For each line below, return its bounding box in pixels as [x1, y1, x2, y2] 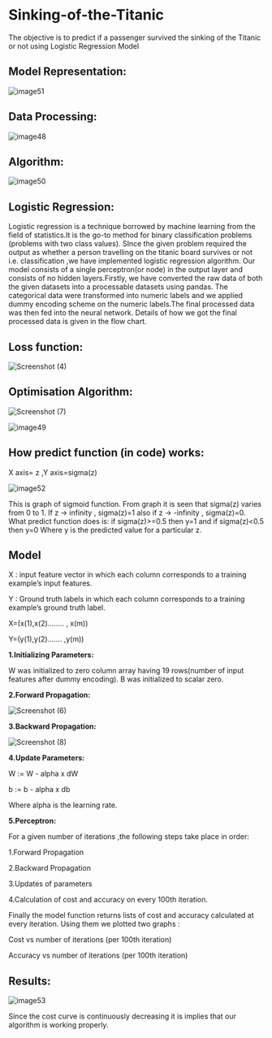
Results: [8, 974, 51, 988]
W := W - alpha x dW [8, 769, 79, 779]
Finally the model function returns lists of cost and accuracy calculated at [8, 910, 254, 920]
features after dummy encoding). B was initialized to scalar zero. [8, 674, 224, 684]
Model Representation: [8, 65, 127, 79]
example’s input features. [8, 578, 93, 588]
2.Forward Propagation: [8, 690, 91, 700]
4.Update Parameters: [8, 753, 85, 763]
